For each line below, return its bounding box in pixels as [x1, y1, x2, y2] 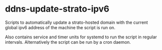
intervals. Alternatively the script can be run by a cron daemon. [5, 39, 131, 45]
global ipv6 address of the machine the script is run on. [5, 24, 115, 30]
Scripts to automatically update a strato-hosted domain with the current [5, 19, 148, 25]
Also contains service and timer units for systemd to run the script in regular [5, 34, 157, 40]
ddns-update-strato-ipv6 [5, 3, 110, 15]
